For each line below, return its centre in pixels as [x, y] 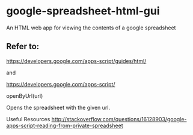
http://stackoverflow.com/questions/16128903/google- [119, 119]
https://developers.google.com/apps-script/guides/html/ [76, 61]
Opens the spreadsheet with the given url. [58, 107]
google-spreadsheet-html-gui [83, 11]
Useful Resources [28, 119]
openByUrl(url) [25, 96]
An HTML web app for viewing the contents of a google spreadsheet [91, 28]
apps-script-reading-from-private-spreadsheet [65, 125]
